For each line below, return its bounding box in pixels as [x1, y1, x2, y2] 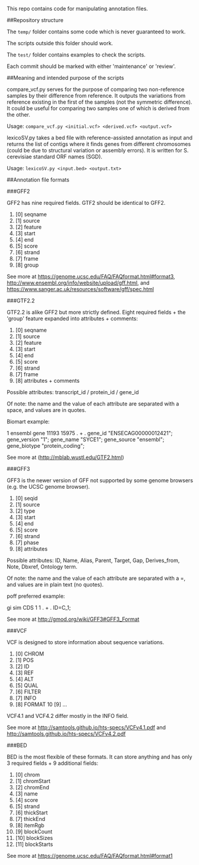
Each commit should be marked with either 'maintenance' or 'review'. [7, 63, 176, 70]
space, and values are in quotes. [7, 407, 87, 413]
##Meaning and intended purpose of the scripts [7, 74, 124, 81]
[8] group [15, 261, 39, 268]
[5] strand [15, 803, 40, 810]
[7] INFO [15, 695, 37, 701]
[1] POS [15, 657, 34, 663]
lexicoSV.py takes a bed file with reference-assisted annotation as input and [7, 134, 192, 141]
